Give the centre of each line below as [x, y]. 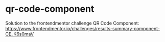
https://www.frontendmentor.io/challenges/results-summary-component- [82, 28]
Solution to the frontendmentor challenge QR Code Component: [72, 23]
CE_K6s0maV [20, 34]
